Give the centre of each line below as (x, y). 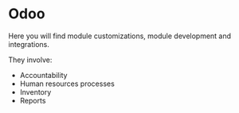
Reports (33, 100)
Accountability (43, 75)
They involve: (30, 60)
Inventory (35, 92)
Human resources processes (67, 84)
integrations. (29, 44)
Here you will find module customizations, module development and (120, 36)
